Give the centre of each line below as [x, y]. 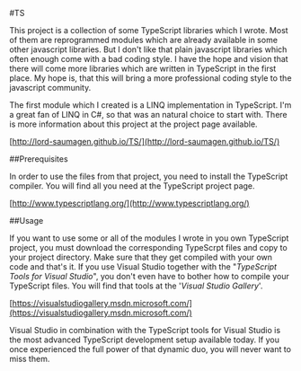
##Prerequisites [39, 159]
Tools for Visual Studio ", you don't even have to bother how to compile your [149, 276]
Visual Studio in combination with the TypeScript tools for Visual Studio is [145, 330]
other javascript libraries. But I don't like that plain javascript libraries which [148, 49]
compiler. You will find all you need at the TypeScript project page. [132, 186]
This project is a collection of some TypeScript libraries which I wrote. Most [149, 30]
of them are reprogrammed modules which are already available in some [144, 40]
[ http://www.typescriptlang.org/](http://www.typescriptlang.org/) [129, 203]
